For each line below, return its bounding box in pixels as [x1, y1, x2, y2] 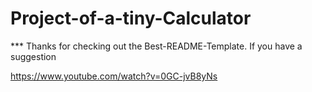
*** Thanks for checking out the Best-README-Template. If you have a [10, 40, 303, 52]
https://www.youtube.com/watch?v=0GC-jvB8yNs [10, 70, 218, 82]
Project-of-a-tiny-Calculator [10, 7, 252, 30]
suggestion [10, 50, 57, 62]
